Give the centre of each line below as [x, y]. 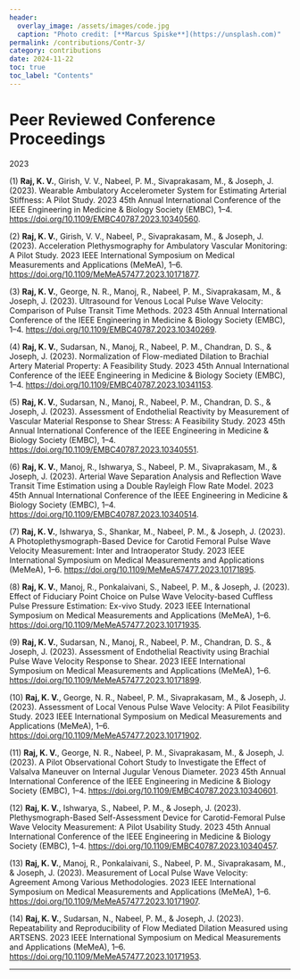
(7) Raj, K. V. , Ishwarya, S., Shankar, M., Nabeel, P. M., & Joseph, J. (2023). [147, 531]
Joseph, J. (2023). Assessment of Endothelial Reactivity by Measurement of [150, 411]
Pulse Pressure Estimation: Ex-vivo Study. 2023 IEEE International [130, 606]
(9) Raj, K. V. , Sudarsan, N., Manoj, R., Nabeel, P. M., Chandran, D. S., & [141, 642]
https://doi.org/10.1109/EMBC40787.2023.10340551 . [104, 449]
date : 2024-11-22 [42, 59]
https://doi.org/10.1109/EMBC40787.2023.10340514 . [104, 514]
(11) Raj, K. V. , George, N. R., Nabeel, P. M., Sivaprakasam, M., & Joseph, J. [147, 752]
